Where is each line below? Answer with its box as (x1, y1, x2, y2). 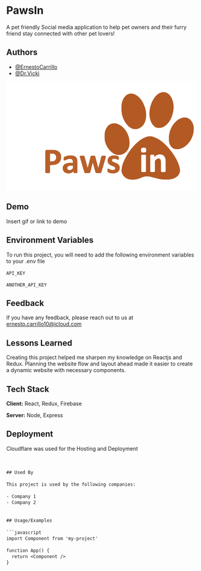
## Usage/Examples (6, 518, 52, 524)
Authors (6, 47, 38, 58)
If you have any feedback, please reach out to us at (6, 314, 134, 322)
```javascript (6, 530, 42, 536)
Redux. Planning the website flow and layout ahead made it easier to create (6, 360, 193, 367)
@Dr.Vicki (14, 70, 40, 77)
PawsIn (6, 4, 44, 17)
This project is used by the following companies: (6, 481, 136, 487)
